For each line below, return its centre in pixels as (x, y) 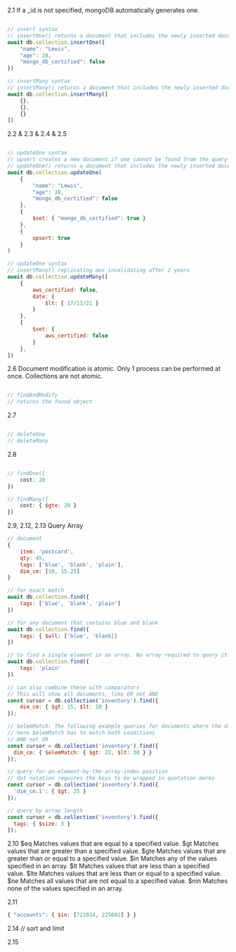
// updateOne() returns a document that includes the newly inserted (111, 166)
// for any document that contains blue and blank (83, 623)
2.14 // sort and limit (36, 929)
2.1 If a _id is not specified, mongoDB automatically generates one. (104, 10)
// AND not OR (28, 739)
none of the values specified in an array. (66, 889)
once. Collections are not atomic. (55, 376)
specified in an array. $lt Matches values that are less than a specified (109, 866)
